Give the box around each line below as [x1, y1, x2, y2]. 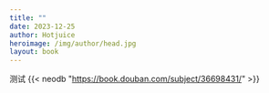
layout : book [9, 47, 59, 57]
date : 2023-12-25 [9, 22, 76, 31]
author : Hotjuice [9, 30, 76, 39]
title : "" [9, 13, 47, 23]
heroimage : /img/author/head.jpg [9, 38, 137, 48]
